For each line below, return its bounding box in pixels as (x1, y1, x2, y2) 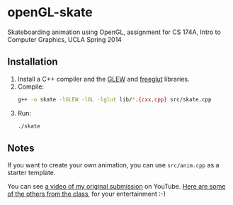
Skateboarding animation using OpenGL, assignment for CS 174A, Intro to (7, 28, 221, 36)
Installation (7, 56, 58, 68)
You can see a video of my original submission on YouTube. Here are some (7, 182, 226, 191)
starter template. (7, 168, 56, 177)
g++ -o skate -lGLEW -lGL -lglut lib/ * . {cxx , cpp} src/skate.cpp (17, 96, 212, 103)
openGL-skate (7, 4, 93, 21)
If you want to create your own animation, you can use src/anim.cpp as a (7, 161, 220, 170)
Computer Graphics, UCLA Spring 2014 (7, 35, 123, 43)
